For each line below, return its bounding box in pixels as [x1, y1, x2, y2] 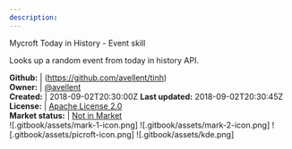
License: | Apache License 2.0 [9, 100, 123, 112]
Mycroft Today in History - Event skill [9, 37, 146, 48]
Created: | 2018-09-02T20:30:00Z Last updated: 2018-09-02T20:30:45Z [9, 91, 284, 102]
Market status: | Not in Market [9, 110, 123, 120]
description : [9, 12, 58, 22]
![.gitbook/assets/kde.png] [135, 128, 235, 139]
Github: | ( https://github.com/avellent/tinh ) [9, 72, 167, 83]
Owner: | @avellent [9, 81, 82, 92]
